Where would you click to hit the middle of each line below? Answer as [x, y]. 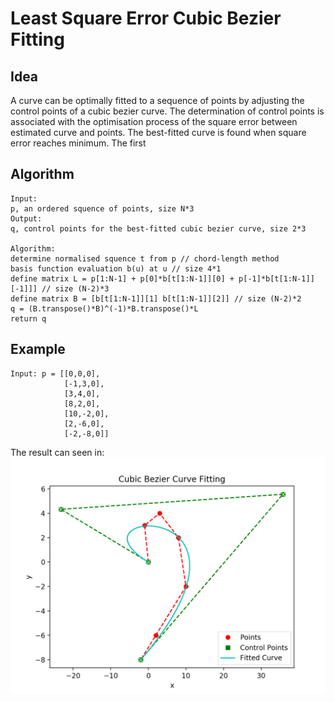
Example [38, 349]
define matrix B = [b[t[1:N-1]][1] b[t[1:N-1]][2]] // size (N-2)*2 [156, 298]
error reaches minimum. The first [78, 143]
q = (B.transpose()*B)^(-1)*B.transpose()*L [104, 308]
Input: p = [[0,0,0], [55, 373]
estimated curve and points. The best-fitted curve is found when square [158, 132]
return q [28, 318]
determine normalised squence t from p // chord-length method [145, 258]
